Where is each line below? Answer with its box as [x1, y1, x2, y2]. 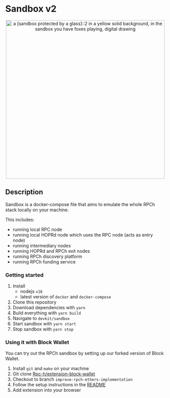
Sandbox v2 [5, 3, 57, 15]
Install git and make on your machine [12, 366, 89, 372]
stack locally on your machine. [5, 207, 70, 213]
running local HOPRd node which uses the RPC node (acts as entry [12, 231, 153, 238]
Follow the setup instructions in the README [12, 382, 106, 388]
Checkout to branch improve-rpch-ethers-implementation [12, 376, 133, 382]
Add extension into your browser [12, 387, 81, 393]
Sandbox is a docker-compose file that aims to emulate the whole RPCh [5, 201, 155, 207]
